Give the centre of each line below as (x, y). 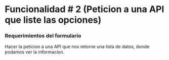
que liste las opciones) (53, 20)
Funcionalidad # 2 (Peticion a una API (85, 9)
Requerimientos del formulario (43, 36)
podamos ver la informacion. (35, 52)
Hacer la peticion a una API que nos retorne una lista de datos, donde (77, 47)
